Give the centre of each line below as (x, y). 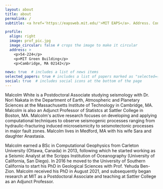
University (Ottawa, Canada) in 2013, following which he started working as (80, 150)
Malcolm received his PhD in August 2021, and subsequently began (84, 171)
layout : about (19, 9)
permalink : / (18, 18)
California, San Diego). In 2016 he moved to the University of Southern (75, 161)
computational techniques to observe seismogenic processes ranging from (80, 120)
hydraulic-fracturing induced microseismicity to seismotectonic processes (79, 126)
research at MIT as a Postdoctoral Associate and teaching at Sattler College (81, 176)
